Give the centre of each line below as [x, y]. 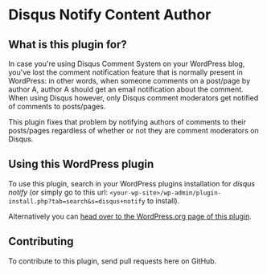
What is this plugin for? [68, 45]
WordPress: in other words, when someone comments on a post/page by [129, 81]
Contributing [41, 241]
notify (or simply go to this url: [58, 192]
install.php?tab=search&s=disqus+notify [77, 201]
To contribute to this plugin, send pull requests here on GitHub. [113, 261]
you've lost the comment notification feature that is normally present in [126, 72]
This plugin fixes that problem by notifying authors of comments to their [127, 122]
